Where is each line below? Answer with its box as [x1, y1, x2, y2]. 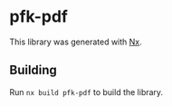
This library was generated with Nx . [9, 36, 142, 47]
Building [9, 63, 57, 78]
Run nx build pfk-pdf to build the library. [9, 86, 164, 97]
